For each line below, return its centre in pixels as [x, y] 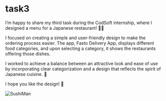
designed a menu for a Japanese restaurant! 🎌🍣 [55, 28]
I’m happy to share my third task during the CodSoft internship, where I [79, 23]
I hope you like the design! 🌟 [34, 84]
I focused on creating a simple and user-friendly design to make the [75, 38]
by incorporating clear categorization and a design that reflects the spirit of [83, 69]
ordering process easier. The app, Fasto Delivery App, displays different [80, 43]
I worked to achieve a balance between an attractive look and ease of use [82, 63]
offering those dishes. [28, 54]
